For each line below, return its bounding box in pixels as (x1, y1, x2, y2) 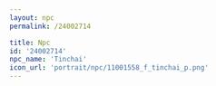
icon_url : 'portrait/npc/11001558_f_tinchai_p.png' (9, 63, 209, 72)
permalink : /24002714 (9, 22, 92, 31)
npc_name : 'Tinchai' (9, 55, 88, 64)
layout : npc (9, 13, 54, 23)
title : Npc (9, 38, 51, 47)
